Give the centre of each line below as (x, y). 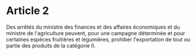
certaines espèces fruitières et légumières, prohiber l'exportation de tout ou (98, 39)
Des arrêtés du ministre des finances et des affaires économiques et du (93, 27)
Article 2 (27, 11)
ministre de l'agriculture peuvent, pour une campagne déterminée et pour (96, 33)
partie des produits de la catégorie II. (51, 46)
